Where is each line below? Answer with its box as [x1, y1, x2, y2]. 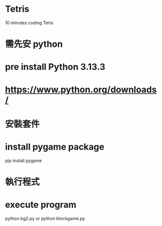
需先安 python [5, 38, 63, 50]
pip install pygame [5, 158, 42, 163]
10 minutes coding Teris [5, 20, 54, 26]
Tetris [5, 3, 29, 15]
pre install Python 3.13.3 [5, 62, 106, 72]
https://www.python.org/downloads [5, 84, 157, 95]
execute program [5, 199, 77, 210]
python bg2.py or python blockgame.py [5, 215, 85, 221]
